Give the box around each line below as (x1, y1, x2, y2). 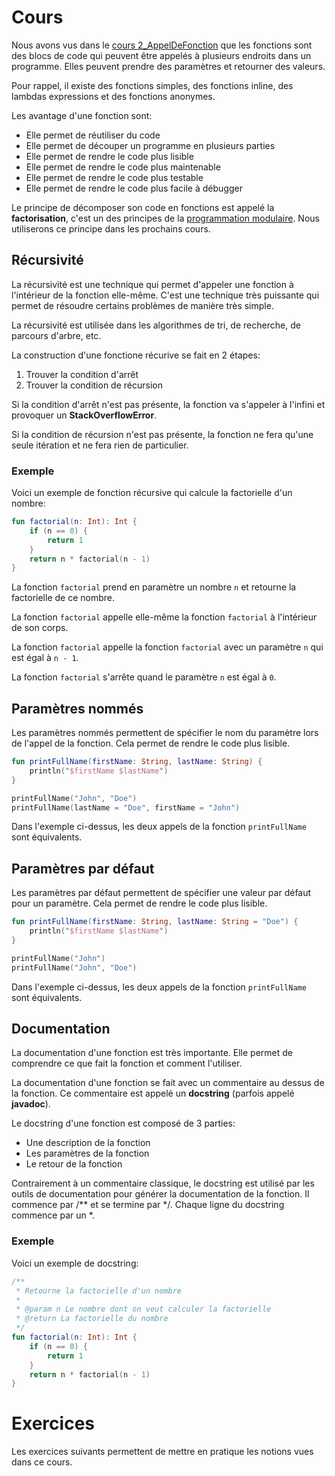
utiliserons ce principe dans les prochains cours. (11, 222, 211, 235)
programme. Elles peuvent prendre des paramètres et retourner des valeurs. (11, 60, 326, 72)
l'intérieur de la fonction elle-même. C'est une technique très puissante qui (11, 289, 320, 301)
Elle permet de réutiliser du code (25, 129, 161, 141)
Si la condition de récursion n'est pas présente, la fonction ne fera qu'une (11, 428, 314, 440)
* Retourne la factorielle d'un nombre (15, 1286, 183, 1296)
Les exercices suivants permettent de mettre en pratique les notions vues (11, 1446, 314, 1458)
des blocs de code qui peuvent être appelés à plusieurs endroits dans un (11, 49, 312, 61)
